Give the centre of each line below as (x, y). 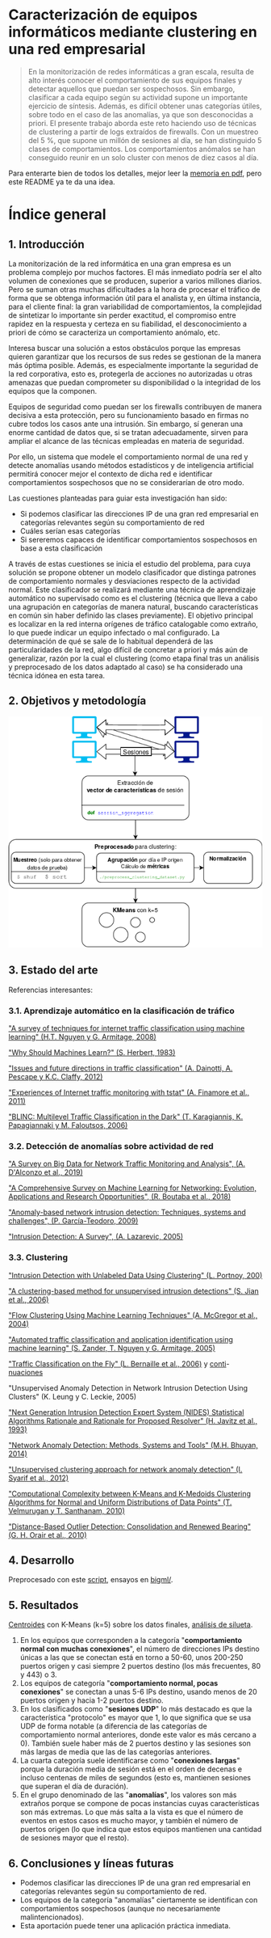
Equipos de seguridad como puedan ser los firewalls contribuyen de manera (135, 407)
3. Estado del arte (53, 971)
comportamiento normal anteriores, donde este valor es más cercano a (138, 1735)
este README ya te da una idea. (62, 182)
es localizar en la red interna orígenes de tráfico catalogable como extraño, (133, 623)
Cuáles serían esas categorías (70, 530)
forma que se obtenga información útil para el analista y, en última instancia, (135, 298)
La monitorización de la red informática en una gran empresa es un (120, 264)
